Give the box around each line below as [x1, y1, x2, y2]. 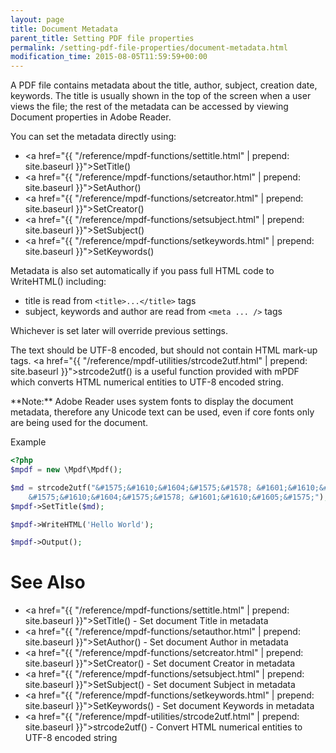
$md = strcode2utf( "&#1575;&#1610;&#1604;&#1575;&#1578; [10, 482, 253, 493]
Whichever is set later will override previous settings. [10, 325, 228, 337]
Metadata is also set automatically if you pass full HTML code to [10, 265, 275, 277]
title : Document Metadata [10, 24, 118, 34]
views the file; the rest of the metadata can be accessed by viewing [10, 101, 289, 113]
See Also [10, 571, 86, 594]
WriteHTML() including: [10, 276, 107, 288]
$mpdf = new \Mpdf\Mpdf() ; [10, 465, 123, 475]
